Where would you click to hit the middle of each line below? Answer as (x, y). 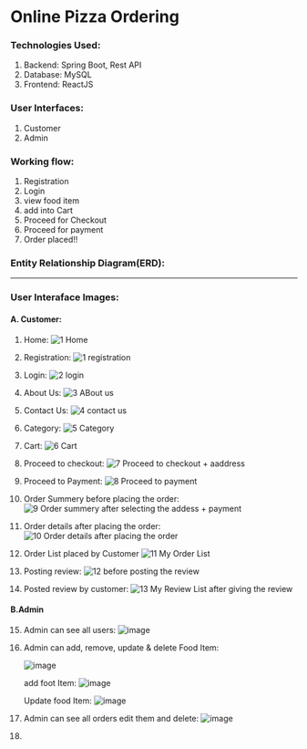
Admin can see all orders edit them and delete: (111, 718)
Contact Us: (46, 410)
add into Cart (48, 211)
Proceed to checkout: (64, 463)
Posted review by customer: (76, 588)
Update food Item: (57, 701)
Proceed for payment (63, 230)
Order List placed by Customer (81, 553)
